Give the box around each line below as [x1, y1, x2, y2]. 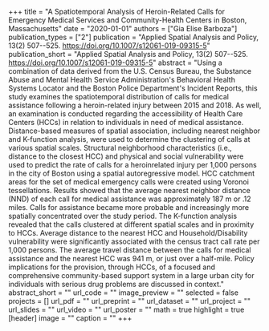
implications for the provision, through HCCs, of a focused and [8, 262, 215, 272]
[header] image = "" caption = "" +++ [8, 313, 132, 323]
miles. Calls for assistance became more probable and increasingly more [8, 203, 250, 212]
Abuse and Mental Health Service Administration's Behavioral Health [8, 75, 235, 84]
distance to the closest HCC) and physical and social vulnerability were [8, 151, 244, 161]
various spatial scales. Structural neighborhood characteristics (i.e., [8, 143, 233, 152]
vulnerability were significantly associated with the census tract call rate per [8, 236, 260, 246]
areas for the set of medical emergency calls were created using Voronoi [8, 177, 249, 187]
